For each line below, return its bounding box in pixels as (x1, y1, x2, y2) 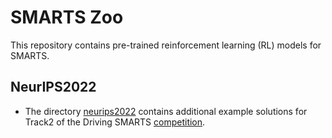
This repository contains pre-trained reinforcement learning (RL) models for (10, 39, 322, 51)
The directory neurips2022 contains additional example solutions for (24, 105, 308, 117)
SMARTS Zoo (10, 6, 124, 29)
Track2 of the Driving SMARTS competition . (24, 116, 206, 128)
